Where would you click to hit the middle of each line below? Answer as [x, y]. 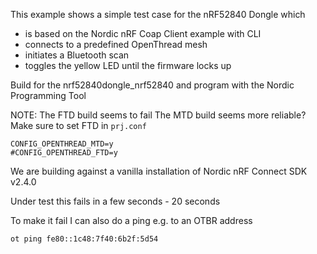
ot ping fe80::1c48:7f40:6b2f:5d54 [84, 239]
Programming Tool [48, 95]
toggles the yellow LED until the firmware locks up [128, 65]
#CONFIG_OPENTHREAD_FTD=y [64, 153]
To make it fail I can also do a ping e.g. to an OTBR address [131, 220]
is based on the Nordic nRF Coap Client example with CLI [143, 33]
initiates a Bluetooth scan [77, 55]
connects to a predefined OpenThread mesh [116, 44]
